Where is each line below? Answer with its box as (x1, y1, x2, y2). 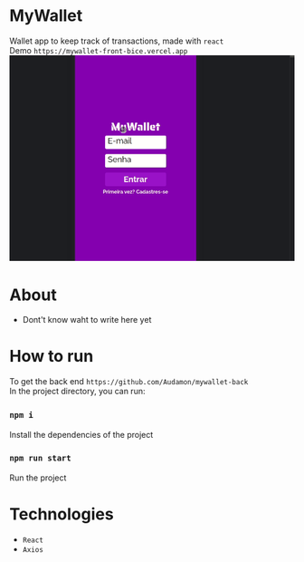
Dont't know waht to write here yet (22, 315, 152, 325)
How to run (9, 346, 94, 367)
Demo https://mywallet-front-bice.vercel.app (9, 44, 188, 55)
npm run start (9, 453, 71, 463)
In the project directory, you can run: (9, 386, 146, 397)
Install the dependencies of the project (9, 429, 154, 440)
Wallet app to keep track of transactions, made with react (9, 35, 224, 46)
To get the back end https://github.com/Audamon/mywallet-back (9, 376, 249, 387)
